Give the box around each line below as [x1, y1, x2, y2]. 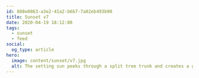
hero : [6, 52, 20, 58]
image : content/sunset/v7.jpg [11, 57, 86, 63]
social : [6, 42, 25, 48]
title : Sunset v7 [6, 14, 49, 20]
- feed [11, 36, 28, 42]
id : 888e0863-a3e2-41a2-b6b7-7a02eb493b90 [6, 8, 113, 15]
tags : [6, 25, 20, 31]
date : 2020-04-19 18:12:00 [6, 19, 73, 25]
